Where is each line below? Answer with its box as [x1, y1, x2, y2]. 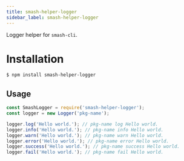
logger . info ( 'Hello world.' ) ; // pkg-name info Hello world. [6, 127, 164, 133]
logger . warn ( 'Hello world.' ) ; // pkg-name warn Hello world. [6, 132, 164, 139]
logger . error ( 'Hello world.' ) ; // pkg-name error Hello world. [6, 138, 169, 144]
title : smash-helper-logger [6, 8, 77, 15]
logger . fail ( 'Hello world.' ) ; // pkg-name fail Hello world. [6, 149, 164, 156]
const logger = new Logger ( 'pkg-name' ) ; [6, 110, 110, 116]
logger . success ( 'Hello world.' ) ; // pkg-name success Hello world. [6, 144, 180, 150]
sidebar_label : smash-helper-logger [6, 14, 99, 21]
